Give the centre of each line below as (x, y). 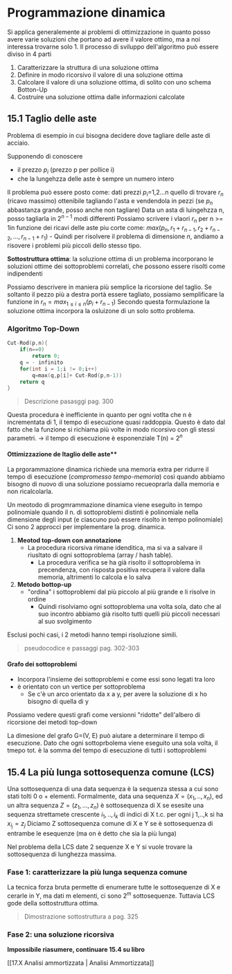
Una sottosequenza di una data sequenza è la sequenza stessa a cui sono (113, 789)
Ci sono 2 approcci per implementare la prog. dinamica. (87, 527)
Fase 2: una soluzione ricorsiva (61, 935)
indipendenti (25, 274)
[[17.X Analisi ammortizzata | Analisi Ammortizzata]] (81, 963)
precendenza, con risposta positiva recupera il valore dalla (122, 570)
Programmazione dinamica (86, 13)
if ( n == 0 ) (32, 350)
